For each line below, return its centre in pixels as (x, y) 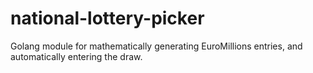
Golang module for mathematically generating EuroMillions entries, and (156, 46)
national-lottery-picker (107, 18)
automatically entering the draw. (76, 56)
